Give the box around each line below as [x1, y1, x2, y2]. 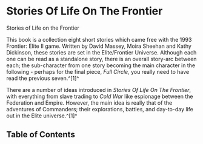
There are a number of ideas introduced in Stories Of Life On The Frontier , [6, 86, 191, 93]
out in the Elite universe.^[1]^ [6, 112, 78, 119]
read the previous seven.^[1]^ [6, 74, 79, 82]
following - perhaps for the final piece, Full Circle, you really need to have [6, 68, 190, 75]
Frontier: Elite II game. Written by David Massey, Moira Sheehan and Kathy [6, 42, 192, 50]
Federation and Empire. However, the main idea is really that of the [6, 99, 173, 106]
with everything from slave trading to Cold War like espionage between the [6, 93, 193, 100]
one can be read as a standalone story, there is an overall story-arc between [6, 55, 197, 62]
